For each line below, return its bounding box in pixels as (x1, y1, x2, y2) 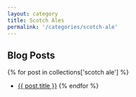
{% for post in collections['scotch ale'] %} (7, 68, 129, 77)
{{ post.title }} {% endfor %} (17, 82, 99, 90)
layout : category (7, 10, 58, 18)
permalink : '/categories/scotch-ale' (7, 23, 118, 30)
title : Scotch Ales (7, 17, 65, 24)
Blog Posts (7, 49, 56, 61)
